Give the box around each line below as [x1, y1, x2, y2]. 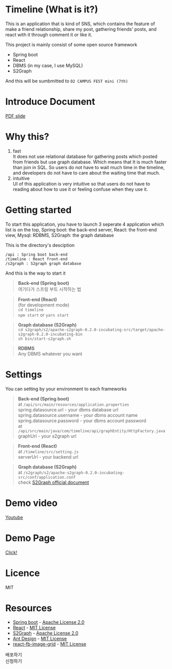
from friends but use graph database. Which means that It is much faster [12, 158, 167, 165]
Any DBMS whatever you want [17, 351, 83, 357]
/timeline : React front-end [5, 256, 68, 262]
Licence [5, 567, 40, 579]
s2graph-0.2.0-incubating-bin [17, 332, 83, 337]
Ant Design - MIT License [12, 636, 67, 642]
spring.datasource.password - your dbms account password [17, 418, 146, 424]
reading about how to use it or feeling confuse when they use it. [12, 186, 148, 192]
